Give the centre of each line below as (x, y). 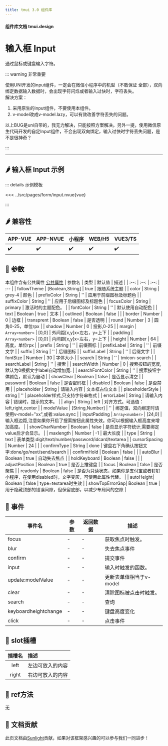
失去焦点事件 (120, 549)
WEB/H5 (99, 239)
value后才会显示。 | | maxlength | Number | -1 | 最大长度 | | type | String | (80, 433)
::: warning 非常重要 (25, 74)
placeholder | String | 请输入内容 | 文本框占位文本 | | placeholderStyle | (89, 389)
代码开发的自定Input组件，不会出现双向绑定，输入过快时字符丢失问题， (82, 132)
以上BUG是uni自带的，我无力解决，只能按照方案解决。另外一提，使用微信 (81, 125)
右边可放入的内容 (48, 675)
